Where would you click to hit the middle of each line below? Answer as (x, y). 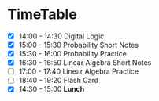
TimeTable (43, 14)
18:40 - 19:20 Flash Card (59, 81)
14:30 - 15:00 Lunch (52, 89)
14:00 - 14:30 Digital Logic (61, 36)
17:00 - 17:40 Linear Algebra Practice (79, 71)
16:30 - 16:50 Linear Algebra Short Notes (85, 63)
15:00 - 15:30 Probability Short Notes (79, 45)
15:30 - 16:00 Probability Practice (73, 54)
